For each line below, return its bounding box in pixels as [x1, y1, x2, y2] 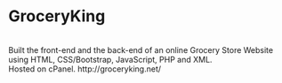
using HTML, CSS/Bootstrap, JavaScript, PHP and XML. [8, 54, 213, 64]
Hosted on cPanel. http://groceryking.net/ [8, 64, 162, 74]
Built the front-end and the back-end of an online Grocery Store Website [8, 44, 273, 55]
